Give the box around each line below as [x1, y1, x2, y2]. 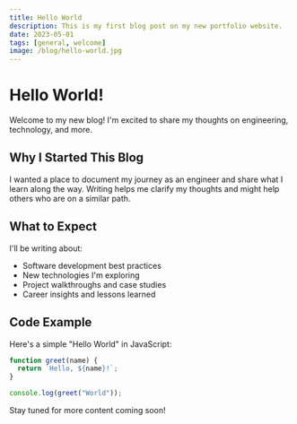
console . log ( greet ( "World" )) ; [9, 389, 123, 398]
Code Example [9, 315, 92, 330]
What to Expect [9, 219, 97, 234]
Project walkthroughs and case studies [22, 279, 167, 290]
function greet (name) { [9, 356, 99, 365]
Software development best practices [22, 260, 162, 271]
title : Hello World [9, 13, 83, 22]
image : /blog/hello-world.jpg [9, 47, 123, 56]
